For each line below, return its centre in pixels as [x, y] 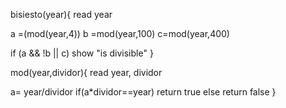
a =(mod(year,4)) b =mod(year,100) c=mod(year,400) [120, 33]
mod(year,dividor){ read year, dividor [86, 72]
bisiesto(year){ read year [61, 14]
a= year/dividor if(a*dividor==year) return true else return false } [143, 92]
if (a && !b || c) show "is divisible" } [82, 53]
